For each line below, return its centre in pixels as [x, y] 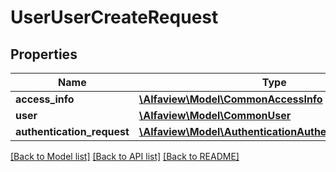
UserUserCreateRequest [114, 17]
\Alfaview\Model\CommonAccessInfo [230, 99]
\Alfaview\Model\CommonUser [215, 115]
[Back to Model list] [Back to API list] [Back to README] [125, 156]
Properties [44, 54]
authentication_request [72, 131]
